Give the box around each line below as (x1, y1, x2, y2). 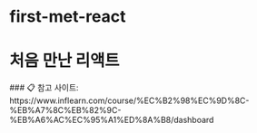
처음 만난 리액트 (9, 51, 120, 71)
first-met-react (9, 6, 126, 27)
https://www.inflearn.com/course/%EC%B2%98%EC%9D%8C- (9, 95, 250, 106)
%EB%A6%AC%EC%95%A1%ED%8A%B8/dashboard (9, 115, 214, 126)
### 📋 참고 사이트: (9, 82, 79, 93)
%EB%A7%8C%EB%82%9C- (9, 105, 122, 116)
